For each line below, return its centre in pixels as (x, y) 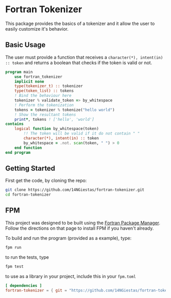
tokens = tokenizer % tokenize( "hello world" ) (65, 110)
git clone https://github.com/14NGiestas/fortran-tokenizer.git (75, 190)
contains (15, 124)
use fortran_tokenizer (38, 77)
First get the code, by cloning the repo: (46, 181)
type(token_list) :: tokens (44, 91)
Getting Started (30, 168)
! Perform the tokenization (44, 105)
